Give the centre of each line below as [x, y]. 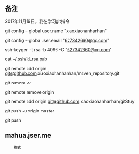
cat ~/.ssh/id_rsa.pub [26, 59]
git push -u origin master [30, 111]
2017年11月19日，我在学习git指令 [37, 21]
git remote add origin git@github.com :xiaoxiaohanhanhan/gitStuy [70, 101]
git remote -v [18, 83]
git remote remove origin [29, 92]
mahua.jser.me [28, 135]
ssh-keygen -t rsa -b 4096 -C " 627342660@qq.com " [58, 49]
